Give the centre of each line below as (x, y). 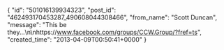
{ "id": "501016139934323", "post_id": (62, 10)
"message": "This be (37, 25)
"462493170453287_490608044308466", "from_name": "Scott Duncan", (112, 17)
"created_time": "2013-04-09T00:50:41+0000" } (77, 40)
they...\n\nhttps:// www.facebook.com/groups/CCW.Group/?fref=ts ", (105, 32)
